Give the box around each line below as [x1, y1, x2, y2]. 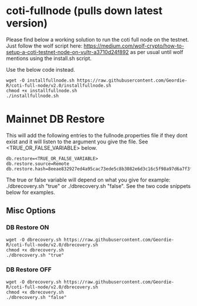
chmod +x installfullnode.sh [6, 88, 77, 93]
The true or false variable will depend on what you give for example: [6, 176, 171, 183]
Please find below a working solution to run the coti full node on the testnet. [6, 36, 189, 43]
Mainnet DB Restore [6, 113, 105, 126]
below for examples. [6, 189, 56, 196]
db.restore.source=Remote [6, 160, 69, 167]
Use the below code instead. [6, 66, 75, 73]
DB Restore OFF [6, 265, 52, 274]
